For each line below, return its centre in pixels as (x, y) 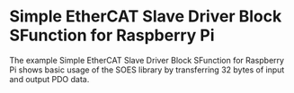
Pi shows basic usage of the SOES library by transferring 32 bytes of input (147, 70)
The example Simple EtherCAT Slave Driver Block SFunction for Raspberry (147, 60)
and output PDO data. (49, 79)
